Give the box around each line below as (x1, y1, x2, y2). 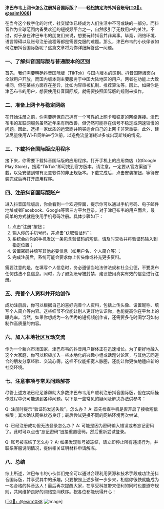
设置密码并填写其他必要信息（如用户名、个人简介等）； (12, 248, 122, 254)
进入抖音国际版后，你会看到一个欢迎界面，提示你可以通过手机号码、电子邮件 (5, 201, 159, 207)
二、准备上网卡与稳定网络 (5, 102, 65, 109)
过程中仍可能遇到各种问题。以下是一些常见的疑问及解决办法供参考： (9, 396, 146, 402)
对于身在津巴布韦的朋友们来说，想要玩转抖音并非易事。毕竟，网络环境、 (13, 33, 159, 38)
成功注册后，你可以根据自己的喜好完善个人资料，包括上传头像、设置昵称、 (5, 302, 155, 308)
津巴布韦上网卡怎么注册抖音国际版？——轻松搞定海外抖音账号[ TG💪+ (5, 5, 143, 10)
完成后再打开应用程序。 (9, 176, 57, 182)
